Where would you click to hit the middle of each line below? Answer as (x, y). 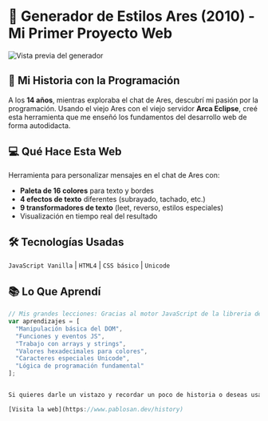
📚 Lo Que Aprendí (55, 291)
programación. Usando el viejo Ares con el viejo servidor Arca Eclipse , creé (133, 108)
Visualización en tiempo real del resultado (89, 216)
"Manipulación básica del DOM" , (69, 329)
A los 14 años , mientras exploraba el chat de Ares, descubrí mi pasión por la (134, 100)
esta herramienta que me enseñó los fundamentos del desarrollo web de (128, 117)
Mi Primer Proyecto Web (91, 33)
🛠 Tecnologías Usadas (66, 242)
